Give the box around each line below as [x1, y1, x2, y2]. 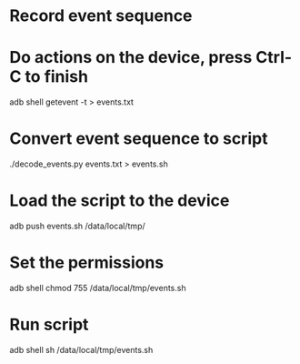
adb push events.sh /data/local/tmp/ [9, 220, 145, 231]
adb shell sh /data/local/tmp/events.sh [9, 344, 154, 355]
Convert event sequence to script [9, 128, 268, 149]
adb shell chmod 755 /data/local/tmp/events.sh [9, 282, 186, 293]
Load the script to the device [9, 190, 230, 211]
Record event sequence [9, 5, 193, 26]
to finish [25, 66, 89, 87]
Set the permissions [9, 252, 165, 273]
